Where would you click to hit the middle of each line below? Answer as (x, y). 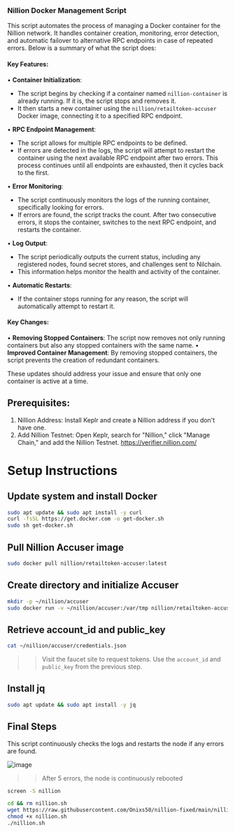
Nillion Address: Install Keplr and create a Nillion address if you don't (116, 420)
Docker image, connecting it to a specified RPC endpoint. (100, 116)
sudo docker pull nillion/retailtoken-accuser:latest (87, 563)
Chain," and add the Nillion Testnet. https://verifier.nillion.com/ (107, 442)
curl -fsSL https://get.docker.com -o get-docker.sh (86, 519)
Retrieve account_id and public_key (86, 629)
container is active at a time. (48, 381)
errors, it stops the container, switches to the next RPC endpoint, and (117, 222)
